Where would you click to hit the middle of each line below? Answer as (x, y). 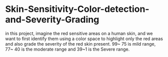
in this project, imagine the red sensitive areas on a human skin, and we (79, 33)
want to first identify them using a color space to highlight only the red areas (84, 39)
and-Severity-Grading (52, 20)
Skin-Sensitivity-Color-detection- (77, 9)
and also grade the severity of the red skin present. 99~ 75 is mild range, (80, 44)
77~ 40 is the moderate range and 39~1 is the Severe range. (67, 49)
